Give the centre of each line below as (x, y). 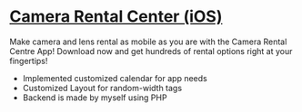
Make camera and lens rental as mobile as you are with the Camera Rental (148, 42)
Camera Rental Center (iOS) (116, 17)
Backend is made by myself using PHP (95, 98)
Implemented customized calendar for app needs (115, 78)
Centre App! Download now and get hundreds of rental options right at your (151, 51)
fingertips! (29, 61)
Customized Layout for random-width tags (102, 88)
